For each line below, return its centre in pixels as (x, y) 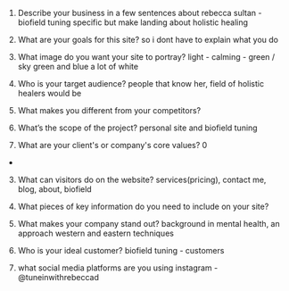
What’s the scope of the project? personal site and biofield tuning (137, 128)
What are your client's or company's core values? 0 (112, 145)
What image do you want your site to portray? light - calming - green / (146, 57)
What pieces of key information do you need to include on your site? (143, 206)
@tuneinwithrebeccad (58, 277)
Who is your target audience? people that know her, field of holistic (141, 83)
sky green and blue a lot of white (78, 67)
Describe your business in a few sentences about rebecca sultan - (140, 13)
